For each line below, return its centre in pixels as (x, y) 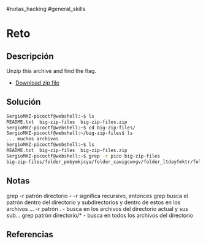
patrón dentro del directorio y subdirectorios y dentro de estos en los (93, 202)
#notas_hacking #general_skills (46, 9)
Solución (24, 102)
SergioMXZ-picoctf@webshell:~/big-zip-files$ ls (70, 133)
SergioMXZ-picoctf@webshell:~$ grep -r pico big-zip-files (83, 156)
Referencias (30, 234)
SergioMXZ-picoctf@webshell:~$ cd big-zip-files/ (71, 128)
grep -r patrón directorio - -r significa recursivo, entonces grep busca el (97, 196)
